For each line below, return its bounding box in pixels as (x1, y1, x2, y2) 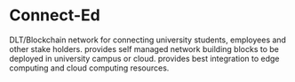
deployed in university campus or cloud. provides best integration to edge (9, 53, 280, 63)
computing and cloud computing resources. (9, 63, 170, 73)
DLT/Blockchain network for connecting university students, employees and (9, 34, 287, 45)
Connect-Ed (9, 5, 100, 26)
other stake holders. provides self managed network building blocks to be (9, 43, 280, 54)
